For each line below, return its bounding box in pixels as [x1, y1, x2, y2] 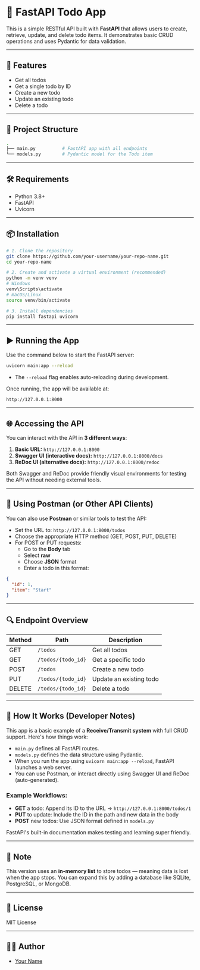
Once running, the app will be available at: [6, 385, 110, 392]
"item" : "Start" [11, 587, 52, 593]
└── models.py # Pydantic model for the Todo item [6, 151, 153, 157]
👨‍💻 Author [6, 941, 45, 952]
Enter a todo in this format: [23, 564, 89, 571]
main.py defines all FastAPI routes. [14, 744, 99, 752]
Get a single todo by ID [14, 83, 71, 90]
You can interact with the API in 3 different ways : [6, 434, 127, 441]
